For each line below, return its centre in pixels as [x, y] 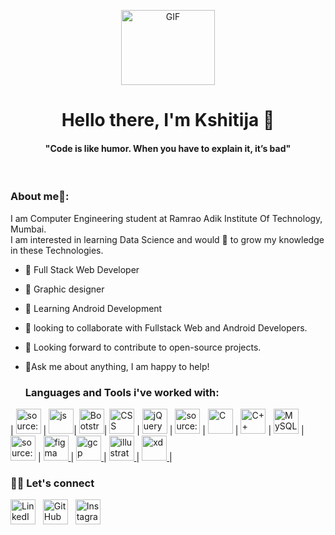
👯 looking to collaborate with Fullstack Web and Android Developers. [166, 327]
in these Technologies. [57, 250]
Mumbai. [28, 229]
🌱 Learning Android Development [93, 308]
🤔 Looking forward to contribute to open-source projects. [143, 347]
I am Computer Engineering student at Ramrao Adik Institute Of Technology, [166, 218]
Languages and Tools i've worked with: [122, 392]
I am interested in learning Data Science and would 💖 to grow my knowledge [167, 239]
